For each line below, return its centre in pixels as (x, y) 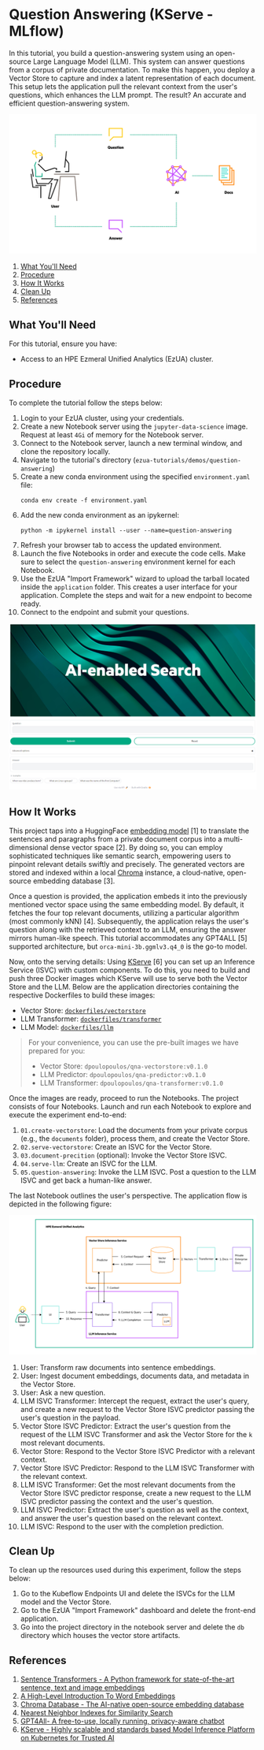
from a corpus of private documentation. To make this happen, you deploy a (132, 69)
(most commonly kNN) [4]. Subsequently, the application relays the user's (129, 921)
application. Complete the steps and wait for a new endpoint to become (136, 596)
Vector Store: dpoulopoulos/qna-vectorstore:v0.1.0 (124, 1066)
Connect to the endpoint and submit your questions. (104, 612)
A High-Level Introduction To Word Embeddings (98, 1696)
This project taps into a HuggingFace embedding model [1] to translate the (129, 830)
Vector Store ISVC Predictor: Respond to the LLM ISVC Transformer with (137, 1468)
